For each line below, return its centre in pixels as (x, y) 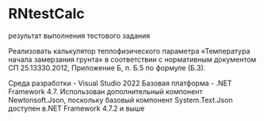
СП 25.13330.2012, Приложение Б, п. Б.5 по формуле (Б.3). (107, 67)
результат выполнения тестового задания (79, 36)
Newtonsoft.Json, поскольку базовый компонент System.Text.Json (121, 100)
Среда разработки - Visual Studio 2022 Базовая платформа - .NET (120, 83)
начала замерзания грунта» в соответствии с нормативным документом (132, 59)
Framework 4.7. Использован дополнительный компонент (106, 91)
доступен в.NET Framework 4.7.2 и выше (77, 108)
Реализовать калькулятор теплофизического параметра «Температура (129, 51)
